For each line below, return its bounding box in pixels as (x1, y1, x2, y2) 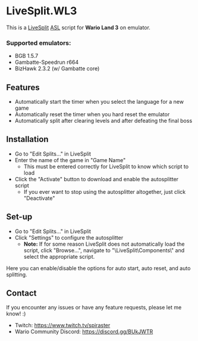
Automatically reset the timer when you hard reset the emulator (14, 111, 170, 118)
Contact (6, 288, 37, 299)
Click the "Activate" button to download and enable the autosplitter (14, 175, 179, 182)
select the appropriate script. (23, 253, 95, 260)
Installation (6, 134, 49, 144)
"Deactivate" (23, 194, 55, 201)
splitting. (6, 271, 28, 278)
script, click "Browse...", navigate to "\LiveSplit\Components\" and (23, 246, 185, 254)
